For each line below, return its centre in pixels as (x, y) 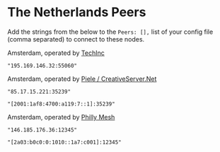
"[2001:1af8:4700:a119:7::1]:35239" (61, 104)
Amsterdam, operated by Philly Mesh (61, 117)
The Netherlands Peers (77, 12)
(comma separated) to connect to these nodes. (76, 39)
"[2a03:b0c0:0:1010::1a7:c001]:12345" (64, 142)
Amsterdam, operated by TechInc (56, 53)
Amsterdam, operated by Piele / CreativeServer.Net (82, 79)
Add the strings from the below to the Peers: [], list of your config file (110, 32)
